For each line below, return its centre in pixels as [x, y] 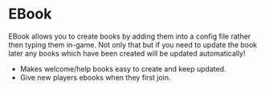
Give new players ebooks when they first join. [95, 77]
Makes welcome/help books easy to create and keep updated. [123, 68]
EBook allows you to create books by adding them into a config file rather [130, 36]
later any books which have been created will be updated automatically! [127, 53]
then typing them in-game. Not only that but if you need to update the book [133, 44]
